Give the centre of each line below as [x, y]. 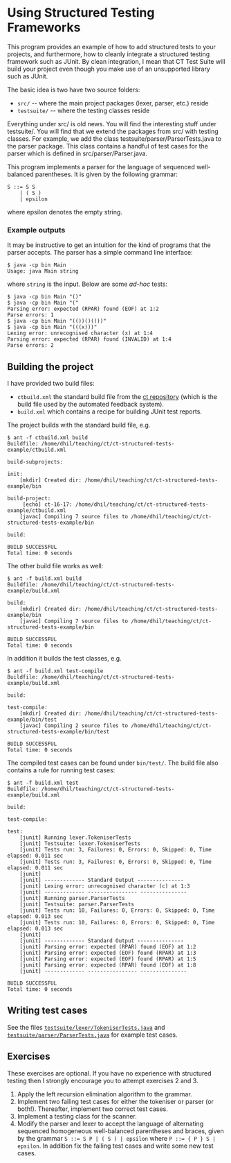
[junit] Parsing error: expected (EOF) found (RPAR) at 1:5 [108, 959]
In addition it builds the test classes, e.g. [65, 659]
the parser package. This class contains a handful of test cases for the [108, 146]
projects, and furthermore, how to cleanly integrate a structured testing [109, 54]
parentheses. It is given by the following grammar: [107, 174]
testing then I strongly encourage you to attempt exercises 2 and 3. [103, 1080]
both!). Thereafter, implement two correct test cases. [92, 1109]
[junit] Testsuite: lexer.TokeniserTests [80, 844]
